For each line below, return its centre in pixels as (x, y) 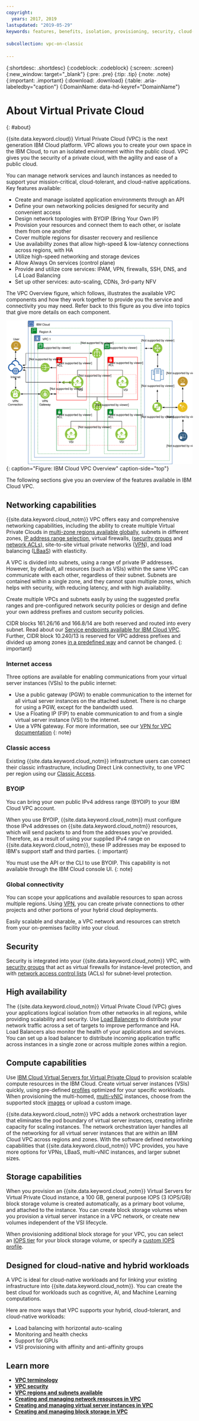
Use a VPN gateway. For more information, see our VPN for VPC (93, 726)
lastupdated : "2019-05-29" (39, 25)
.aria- (150, 80)
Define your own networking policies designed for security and (92, 206)
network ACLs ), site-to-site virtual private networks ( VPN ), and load (89, 544)
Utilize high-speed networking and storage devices (77, 256)
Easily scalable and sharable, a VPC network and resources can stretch (93, 921)
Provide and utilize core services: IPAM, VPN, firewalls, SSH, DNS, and (101, 269)
